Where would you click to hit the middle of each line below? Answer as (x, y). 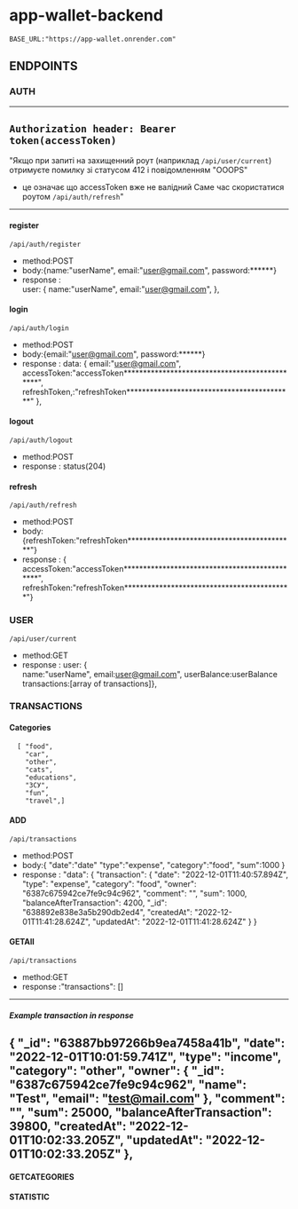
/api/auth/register (45, 244)
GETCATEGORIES (42, 1176)
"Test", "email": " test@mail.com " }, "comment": (147, 1098)
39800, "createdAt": (68, 1127)
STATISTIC (30, 1197)
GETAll (22, 942)
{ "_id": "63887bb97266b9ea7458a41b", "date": (147, 1043)
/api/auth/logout (41, 440)
